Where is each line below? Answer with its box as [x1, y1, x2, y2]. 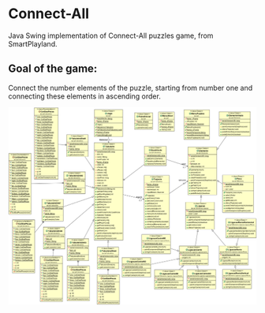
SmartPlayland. [8, 39, 58, 48]
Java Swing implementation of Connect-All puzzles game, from [8, 31, 214, 40]
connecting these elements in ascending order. [8, 91, 162, 101]
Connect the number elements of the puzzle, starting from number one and [8, 83, 253, 92]
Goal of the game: [8, 62, 98, 76]
